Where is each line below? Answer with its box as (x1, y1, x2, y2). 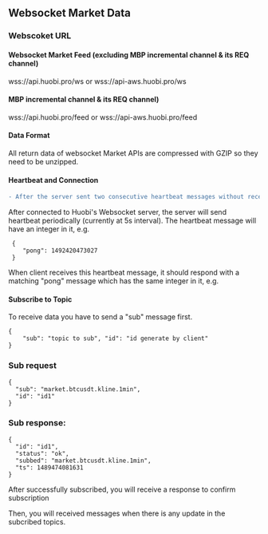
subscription (8, 492, 49, 502)
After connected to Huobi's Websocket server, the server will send (8, 208, 227, 216)
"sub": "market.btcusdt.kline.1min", (15, 385, 141, 394)
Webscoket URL (8, 30, 72, 42)
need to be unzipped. (8, 156, 79, 166)
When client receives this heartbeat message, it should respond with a (8, 267, 240, 277)
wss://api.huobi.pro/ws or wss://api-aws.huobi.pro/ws (8, 76, 187, 86)
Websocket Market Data (8, 6, 132, 20)
